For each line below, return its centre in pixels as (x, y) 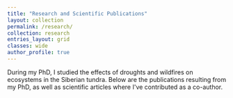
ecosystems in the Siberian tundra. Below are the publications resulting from (117, 79)
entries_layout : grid (39, 40)
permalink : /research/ (40, 26)
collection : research (39, 33)
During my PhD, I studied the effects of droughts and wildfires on (100, 72)
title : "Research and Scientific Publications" (78, 14)
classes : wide (28, 46)
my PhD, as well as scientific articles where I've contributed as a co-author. (115, 87)
